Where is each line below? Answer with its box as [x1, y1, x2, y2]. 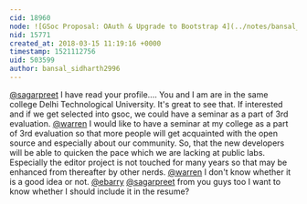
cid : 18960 [9, 13, 51, 23]
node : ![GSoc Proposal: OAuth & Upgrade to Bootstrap [9, 22, 219, 31]
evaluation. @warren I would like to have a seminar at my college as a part [9, 117, 289, 128]
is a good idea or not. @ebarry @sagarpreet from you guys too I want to [9, 176, 281, 187]
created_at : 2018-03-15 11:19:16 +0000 [9, 38, 162, 48]
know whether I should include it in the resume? [9, 186, 190, 197]
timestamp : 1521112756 [9, 47, 96, 56]
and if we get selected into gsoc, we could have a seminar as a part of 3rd [9, 108, 289, 119]
